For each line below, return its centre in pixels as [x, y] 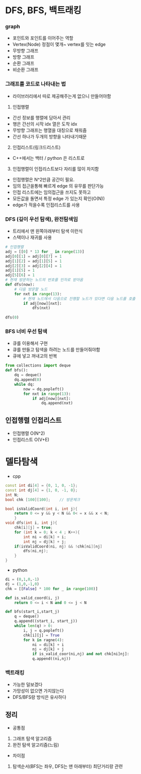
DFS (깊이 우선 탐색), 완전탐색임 [42, 219]
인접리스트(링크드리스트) [37, 147]
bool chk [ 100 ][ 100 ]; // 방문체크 [43, 499]
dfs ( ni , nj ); [36, 551]
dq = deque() [28, 375]
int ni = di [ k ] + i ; [45, 537]
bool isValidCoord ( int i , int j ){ [42, 509]
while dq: [25, 384]
